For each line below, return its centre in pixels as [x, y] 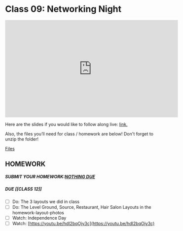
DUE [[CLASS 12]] [23, 189]
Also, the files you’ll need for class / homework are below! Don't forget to [79, 133]
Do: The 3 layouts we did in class [46, 201]
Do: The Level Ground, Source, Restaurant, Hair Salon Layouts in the [82, 207]
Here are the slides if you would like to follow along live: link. [66, 124]
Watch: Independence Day [39, 218]
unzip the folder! [22, 139]
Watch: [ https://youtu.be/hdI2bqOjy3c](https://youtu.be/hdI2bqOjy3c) [83, 223]
